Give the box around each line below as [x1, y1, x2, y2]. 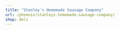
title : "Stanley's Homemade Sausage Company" [5, 7, 104, 13]
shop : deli [5, 17, 29, 22]
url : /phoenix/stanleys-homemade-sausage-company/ [5, 12, 115, 17]
